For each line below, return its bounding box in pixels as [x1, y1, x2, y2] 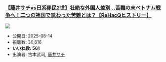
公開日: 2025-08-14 [12, 33, 53, 39]
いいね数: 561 [12, 45, 40, 51]
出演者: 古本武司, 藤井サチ [12, 52, 65, 58]
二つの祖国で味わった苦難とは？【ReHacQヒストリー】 [20, 11, 152, 18]
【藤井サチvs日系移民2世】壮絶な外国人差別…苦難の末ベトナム [5, 4, 156, 11]
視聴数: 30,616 [12, 39, 42, 45]
